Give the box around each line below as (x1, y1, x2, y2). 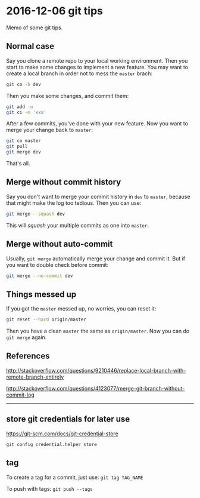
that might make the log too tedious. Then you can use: (6, 199, 142, 207)
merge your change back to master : (6, 127, 93, 134)
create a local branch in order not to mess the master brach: (6, 70, 153, 77)
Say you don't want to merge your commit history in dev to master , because (6, 193, 190, 200)
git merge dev (6, 149, 42, 155)
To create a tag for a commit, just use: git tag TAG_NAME (6, 474, 143, 481)
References (6, 351, 50, 361)
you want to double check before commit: (6, 261, 109, 268)
